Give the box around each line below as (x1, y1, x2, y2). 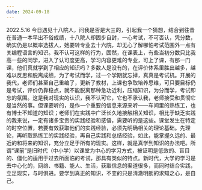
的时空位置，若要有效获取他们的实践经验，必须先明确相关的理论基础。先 (6, 124, 185, 131)
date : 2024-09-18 (6, 8, 50, 15)
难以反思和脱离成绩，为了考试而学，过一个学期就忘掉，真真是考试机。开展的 (6, 71, 196, 78)
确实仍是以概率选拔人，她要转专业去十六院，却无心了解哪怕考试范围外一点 (6, 41, 191, 48)
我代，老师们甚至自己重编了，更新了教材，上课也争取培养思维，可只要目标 (6, 79, 191, 86)
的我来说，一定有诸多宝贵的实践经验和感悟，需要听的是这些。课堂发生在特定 (6, 116, 196, 124)
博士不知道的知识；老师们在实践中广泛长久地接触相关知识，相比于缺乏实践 (11, 109, 196, 116)
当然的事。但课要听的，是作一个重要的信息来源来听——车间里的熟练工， (11, 101, 191, 109)
